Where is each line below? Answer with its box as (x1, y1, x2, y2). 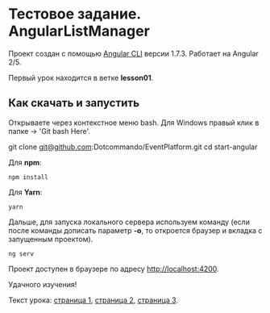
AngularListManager (8, 22, 151, 40)
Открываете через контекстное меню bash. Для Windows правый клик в (8, 118, 260, 127)
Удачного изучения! (8, 279, 77, 289)
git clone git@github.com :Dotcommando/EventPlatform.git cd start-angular (8, 142, 258, 152)
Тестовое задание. (8, 5, 141, 23)
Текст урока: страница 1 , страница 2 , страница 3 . (8, 295, 179, 305)
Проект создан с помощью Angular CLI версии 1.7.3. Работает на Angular (8, 48, 260, 58)
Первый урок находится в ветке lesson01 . (8, 73, 154, 82)
